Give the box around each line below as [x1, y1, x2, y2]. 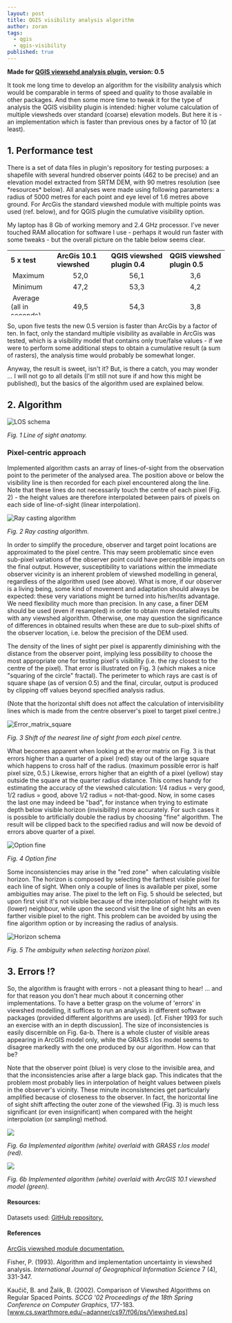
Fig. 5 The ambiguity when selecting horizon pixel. [7, 945, 151, 954]
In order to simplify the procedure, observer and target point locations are [7, 540, 217, 549]
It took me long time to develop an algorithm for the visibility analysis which [7, 81, 222, 89]
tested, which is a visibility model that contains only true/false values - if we [7, 336, 223, 345]
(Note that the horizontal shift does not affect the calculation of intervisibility [7, 699, 224, 708]
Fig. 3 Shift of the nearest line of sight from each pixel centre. [7, 733, 182, 742]
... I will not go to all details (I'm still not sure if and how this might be [7, 371, 202, 380]
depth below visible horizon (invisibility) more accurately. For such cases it [7, 805, 220, 813]
